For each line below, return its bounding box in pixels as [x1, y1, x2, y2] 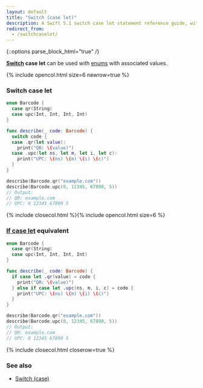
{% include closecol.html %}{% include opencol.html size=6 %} [6, 212, 166, 219]
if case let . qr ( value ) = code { [11, 273, 96, 280]
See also [6, 361, 32, 369]
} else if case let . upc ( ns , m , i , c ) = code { [11, 285, 134, 291]
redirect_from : [6, 25, 45, 32]
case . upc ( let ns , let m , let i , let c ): [11, 150, 118, 157]
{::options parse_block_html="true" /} [6, 48, 100, 55]
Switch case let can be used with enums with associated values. [6, 60, 168, 67]
